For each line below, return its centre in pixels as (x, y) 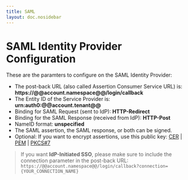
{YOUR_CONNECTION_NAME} (50, 172)
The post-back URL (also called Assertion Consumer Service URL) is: (98, 87)
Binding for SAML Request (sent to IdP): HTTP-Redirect (82, 112)
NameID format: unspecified (49, 124)
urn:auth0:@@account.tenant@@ (58, 105)
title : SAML (21, 12)
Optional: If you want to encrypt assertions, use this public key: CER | (98, 137)
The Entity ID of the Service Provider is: (62, 99)
